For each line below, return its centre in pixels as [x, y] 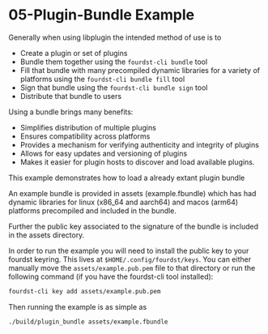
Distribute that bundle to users [71, 96]
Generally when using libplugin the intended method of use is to [115, 37]
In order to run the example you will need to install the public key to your [129, 250]
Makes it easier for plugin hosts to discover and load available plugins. [137, 162]
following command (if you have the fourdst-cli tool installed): [111, 276]
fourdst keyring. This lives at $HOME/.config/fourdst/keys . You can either [130, 259]
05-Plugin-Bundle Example [102, 15]
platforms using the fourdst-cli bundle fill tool [102, 79]
